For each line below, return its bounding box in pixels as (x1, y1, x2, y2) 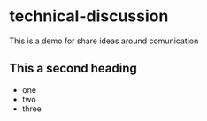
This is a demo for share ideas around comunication (9, 35, 199, 46)
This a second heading (9, 61, 137, 76)
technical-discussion (9, 6, 169, 26)
